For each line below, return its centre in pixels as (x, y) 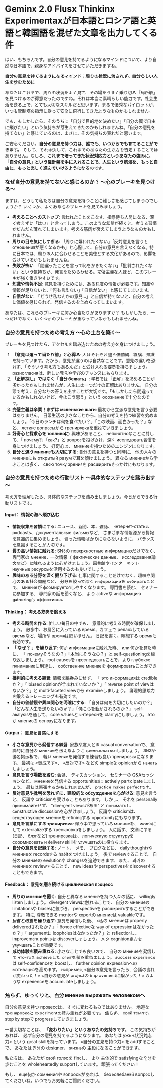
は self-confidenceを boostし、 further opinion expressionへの (74, 963)
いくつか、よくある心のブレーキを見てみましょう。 (74, 207)
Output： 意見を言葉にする (32, 733)
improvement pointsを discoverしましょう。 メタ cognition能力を (77, 939)
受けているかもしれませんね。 (42, 260)
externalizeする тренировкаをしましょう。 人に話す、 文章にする (87, 830)
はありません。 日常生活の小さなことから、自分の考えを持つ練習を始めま (85, 415)
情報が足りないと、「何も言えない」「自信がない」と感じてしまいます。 (82, 290)
